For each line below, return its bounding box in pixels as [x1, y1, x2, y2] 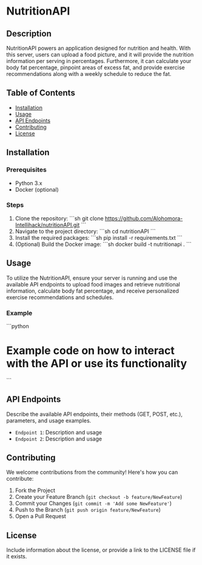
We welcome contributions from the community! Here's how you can [6, 469, 178, 476]
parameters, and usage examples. [6, 417, 92, 424]
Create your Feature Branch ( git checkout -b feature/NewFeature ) [15, 493, 183, 501]
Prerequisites [6, 166, 47, 174]
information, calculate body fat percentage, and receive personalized [6, 287, 179, 294]
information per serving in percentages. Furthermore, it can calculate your [6, 58, 192, 64]
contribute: [6, 475, 34, 482]
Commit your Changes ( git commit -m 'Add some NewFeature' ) [15, 499, 172, 507]
